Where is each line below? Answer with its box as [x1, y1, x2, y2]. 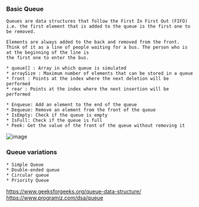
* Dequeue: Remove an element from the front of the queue [6, 107, 156, 113]
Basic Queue [6, 5, 43, 13]
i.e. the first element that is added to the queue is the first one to [6, 23, 191, 30]
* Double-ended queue [6, 166, 60, 173]
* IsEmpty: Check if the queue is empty [6, 112, 108, 118]
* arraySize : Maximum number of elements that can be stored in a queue [6, 70, 194, 76]
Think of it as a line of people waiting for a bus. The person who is [6, 44, 188, 51]
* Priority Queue [6, 177, 49, 183]
